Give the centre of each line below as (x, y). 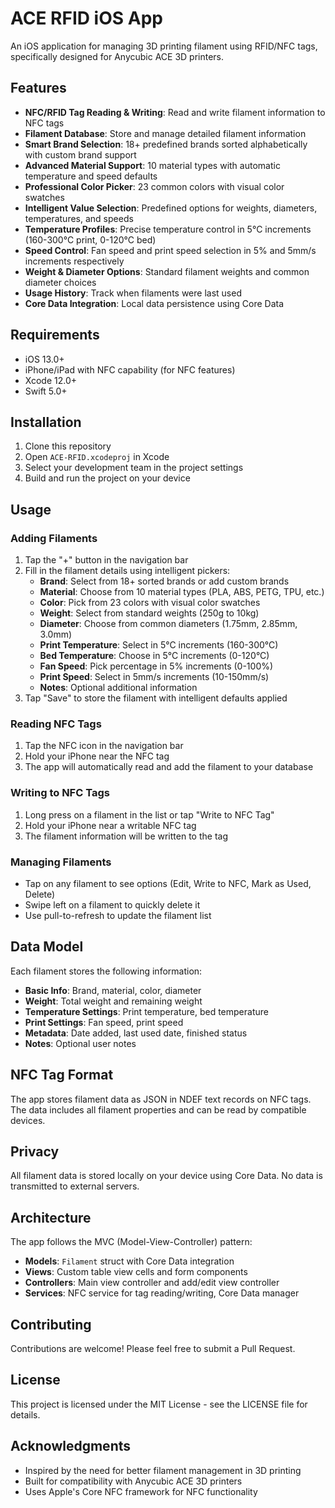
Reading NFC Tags (56, 724)
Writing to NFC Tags (60, 793)
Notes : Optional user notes (80, 1043)
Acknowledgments (71, 1446)
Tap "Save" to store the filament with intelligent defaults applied (156, 698)
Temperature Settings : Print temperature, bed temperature (146, 1011)
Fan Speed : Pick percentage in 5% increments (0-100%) (156, 666)
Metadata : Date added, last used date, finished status (136, 1033)
